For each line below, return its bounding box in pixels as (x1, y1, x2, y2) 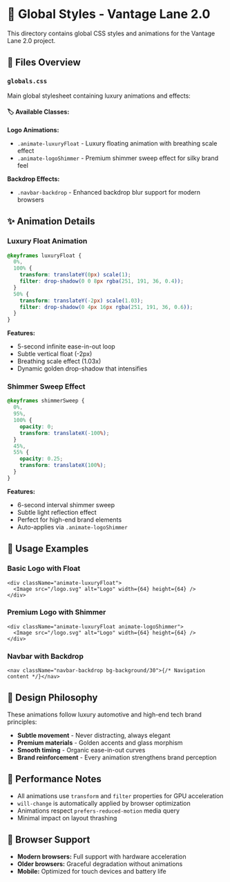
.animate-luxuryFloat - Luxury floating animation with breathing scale (17, 139, 218, 148)
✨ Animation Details (7, 215, 95, 227)
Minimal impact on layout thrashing (17, 813, 117, 822)
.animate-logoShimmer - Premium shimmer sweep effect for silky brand (17, 154, 219, 162)
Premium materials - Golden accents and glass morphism (17, 738, 183, 747)
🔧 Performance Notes (7, 773, 102, 785)
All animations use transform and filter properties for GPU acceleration (17, 791, 224, 800)
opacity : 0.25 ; (19, 455, 64, 463)
